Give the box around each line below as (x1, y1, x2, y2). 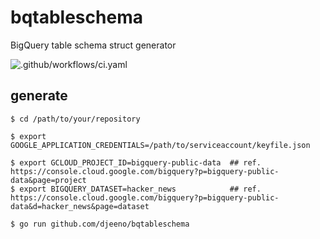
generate (10, 87, 68, 105)
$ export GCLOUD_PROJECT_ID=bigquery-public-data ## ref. (10, 157, 262, 168)
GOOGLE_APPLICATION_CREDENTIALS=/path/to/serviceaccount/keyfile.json (10, 140, 311, 150)
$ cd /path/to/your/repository (10, 114, 141, 124)
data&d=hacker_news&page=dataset (10, 201, 150, 211)
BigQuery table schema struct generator (10, 39, 177, 51)
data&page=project (10, 175, 87, 185)
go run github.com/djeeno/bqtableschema (19, 219, 190, 229)
